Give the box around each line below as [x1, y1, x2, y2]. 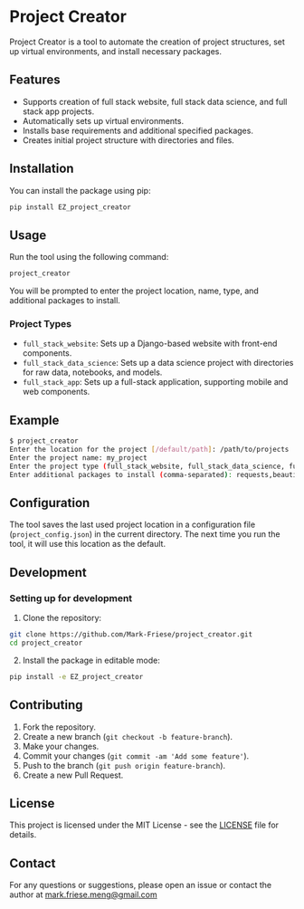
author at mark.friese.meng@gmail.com [9, 889, 158, 900]
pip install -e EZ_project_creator [9, 672, 144, 681]
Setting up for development [9, 591, 133, 604]
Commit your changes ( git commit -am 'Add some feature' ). [22, 750, 250, 761]
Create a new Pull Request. [22, 770, 124, 780]
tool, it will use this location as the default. [9, 539, 166, 550]
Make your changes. [22, 741, 100, 751]
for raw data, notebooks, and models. [22, 367, 163, 378]
